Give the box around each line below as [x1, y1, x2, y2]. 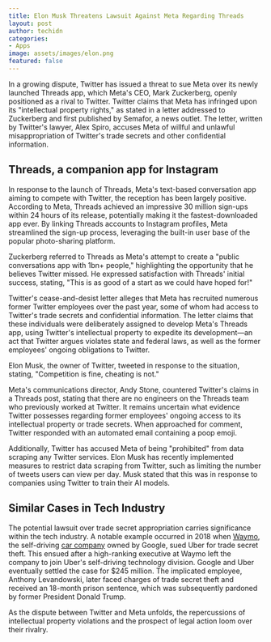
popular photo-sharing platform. [8, 236, 116, 245]
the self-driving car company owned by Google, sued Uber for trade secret [8, 540, 259, 550]
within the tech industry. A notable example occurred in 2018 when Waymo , [8, 531, 260, 541]
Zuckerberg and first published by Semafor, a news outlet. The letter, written [8, 113, 263, 123]
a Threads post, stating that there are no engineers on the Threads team [8, 393, 249, 403]
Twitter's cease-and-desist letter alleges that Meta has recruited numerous [8, 293, 259, 303]
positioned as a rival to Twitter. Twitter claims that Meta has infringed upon [8, 96, 257, 106]
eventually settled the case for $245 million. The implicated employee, [8, 566, 243, 576]
